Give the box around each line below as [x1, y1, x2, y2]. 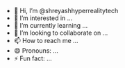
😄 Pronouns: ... [13, 46, 59, 55]
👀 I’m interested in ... [13, 14, 73, 22]
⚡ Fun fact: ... [13, 54, 52, 62]
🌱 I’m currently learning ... [13, 22, 88, 29]
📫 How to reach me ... [13, 37, 78, 44]
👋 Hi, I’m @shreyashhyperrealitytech [13, 7, 119, 15]
